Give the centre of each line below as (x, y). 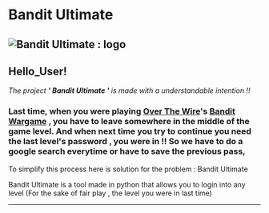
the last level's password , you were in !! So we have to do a (126, 142)
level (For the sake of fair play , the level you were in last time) (110, 193)
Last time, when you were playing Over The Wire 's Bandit (122, 111)
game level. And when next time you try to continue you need (130, 131)
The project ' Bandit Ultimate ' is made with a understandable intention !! (129, 90)
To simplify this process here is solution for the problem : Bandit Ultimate (128, 169)
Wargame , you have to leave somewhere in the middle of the (129, 122)
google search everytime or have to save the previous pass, (127, 151)
